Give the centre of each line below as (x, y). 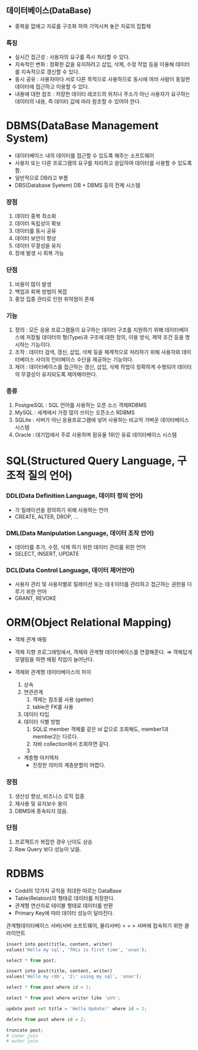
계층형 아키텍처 (41, 758)
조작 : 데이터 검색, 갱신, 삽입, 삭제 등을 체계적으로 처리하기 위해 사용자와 (98, 352)
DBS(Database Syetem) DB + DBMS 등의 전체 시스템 (77, 185)
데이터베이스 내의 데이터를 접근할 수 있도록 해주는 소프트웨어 (84, 155)
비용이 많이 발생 (33, 284)
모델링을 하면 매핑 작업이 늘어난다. (54, 660)
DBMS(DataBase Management (82, 126)
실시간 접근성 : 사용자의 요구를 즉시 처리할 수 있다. (72, 57)
